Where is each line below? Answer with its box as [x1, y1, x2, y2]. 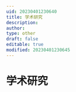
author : [6, 25, 26, 31]
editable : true [6, 42, 44, 48]
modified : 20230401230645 [6, 47, 70, 53]
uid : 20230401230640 [6, 8, 58, 15]
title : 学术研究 [6, 14, 43, 20]
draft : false [6, 36, 39, 42]
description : [6, 19, 39, 25]
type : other [6, 31, 36, 37]
